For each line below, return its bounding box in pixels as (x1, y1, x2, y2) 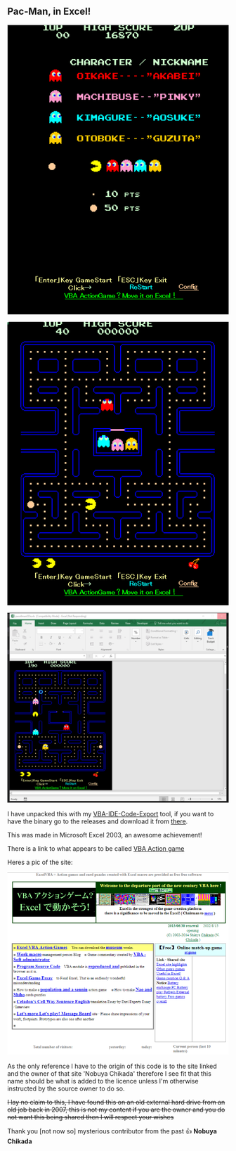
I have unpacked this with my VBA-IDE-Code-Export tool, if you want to (7, 809, 214, 818)
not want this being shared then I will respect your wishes (7, 1112, 174, 1121)
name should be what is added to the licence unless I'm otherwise (7, 1076, 199, 1085)
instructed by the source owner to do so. (7, 1084, 125, 1093)
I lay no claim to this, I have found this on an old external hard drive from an (7, 1098, 225, 1106)
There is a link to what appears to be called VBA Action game (7, 844, 185, 853)
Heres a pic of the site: (7, 858, 73, 866)
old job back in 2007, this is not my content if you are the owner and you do (7, 1105, 225, 1114)
